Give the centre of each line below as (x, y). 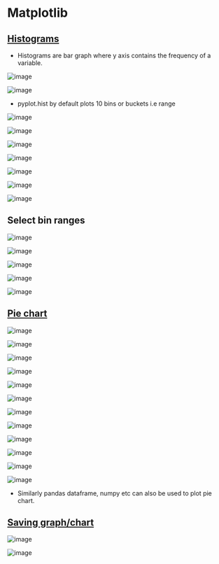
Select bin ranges (46, 221)
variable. (30, 63)
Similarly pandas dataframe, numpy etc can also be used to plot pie (114, 493)
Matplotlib (38, 13)
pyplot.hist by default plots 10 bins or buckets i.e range (97, 104)
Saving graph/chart (51, 523)
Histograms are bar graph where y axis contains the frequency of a (114, 55)
